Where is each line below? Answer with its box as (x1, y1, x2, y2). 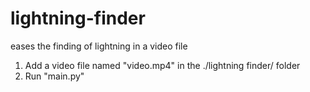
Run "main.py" (24, 70, 85, 82)
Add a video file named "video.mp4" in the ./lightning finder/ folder (24, 59, 301, 71)
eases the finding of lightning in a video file (10, 40, 188, 52)
